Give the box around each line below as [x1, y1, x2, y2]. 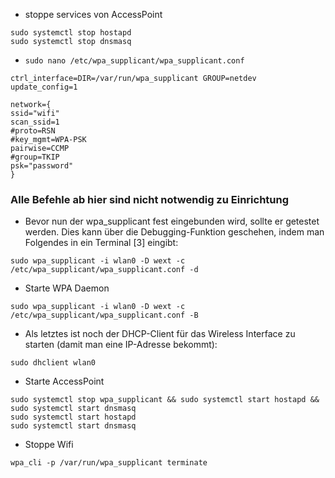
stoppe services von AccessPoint [24, 9, 163, 20]
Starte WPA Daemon [24, 282, 110, 294]
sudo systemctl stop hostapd [10, 28, 132, 38]
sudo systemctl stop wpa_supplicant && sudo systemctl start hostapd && [10, 395, 320, 405]
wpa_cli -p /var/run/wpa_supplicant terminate [10, 458, 208, 468]
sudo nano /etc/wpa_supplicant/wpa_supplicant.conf [24, 56, 245, 66]
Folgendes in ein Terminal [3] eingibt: [24, 237, 179, 249]
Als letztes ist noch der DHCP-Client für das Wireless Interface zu [24, 328, 296, 340]
